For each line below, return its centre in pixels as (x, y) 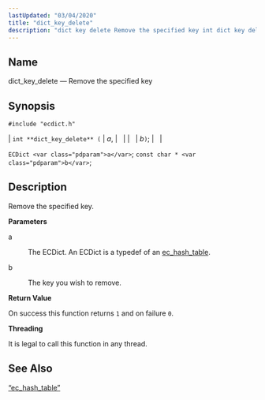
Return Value (30, 297)
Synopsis (32, 106)
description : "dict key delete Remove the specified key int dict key (127, 30)
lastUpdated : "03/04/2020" (52, 15)
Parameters (28, 221)
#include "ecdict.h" (42, 124)
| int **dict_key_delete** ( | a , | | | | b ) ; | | (85, 138)
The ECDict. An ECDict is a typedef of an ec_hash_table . (119, 252)
